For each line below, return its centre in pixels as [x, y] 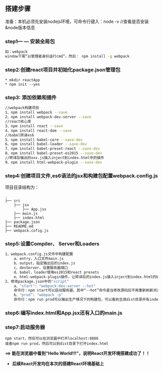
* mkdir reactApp [23, 80]
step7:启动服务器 [25, 327]
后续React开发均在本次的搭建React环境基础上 [58, 364]
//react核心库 [18, 122]
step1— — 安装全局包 [30, 41]
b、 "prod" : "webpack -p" [38, 295]
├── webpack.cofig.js [27, 231]
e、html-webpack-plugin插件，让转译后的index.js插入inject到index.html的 [85, 277]
